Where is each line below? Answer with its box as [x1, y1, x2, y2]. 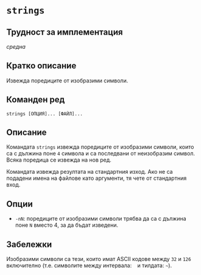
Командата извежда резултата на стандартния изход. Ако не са [6, 168, 173, 176]
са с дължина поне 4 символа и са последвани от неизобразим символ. [6, 150, 196, 157]
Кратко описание [6, 60, 77, 71]
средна [6, 43, 26, 50]
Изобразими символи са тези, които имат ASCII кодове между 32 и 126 [6, 255, 191, 263]
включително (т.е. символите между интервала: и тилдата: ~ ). [6, 262, 172, 270]
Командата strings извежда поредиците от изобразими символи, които [6, 143, 194, 151]
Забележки [6, 239, 52, 249]
